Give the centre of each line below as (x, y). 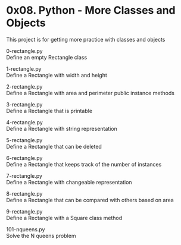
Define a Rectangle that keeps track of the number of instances (84, 164)
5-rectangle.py (24, 140)
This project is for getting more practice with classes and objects (86, 39)
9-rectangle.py (24, 211)
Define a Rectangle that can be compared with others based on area (90, 200)
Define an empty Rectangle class (47, 57)
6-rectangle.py (24, 158)
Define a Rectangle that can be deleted (54, 146)
